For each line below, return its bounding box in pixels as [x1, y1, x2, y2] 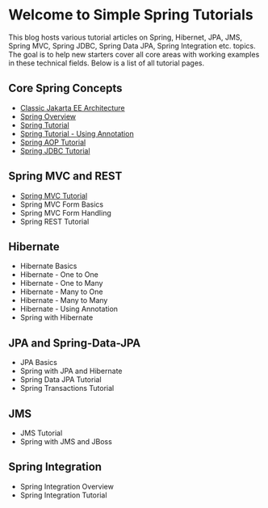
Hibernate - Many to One [19, 287, 103, 296]
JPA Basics [19, 358, 58, 367]
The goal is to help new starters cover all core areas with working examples [8, 49, 260, 59]
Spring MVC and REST [8, 170, 123, 183]
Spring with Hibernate [19, 313, 94, 322]
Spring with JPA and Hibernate [19, 366, 123, 376]
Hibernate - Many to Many [19, 296, 108, 305]
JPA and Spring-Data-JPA [8, 336, 141, 350]
